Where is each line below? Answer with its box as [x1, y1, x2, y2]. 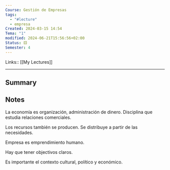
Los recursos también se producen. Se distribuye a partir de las [5, 124, 138, 130]
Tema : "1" [5, 31, 26, 36]
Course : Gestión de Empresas [5, 7, 67, 13]
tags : [5, 12, 17, 17]
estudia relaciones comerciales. [5, 114, 72, 120]
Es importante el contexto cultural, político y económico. [5, 159, 123, 165]
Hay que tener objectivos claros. [5, 149, 73, 155]
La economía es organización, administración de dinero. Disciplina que [5, 109, 153, 115]
